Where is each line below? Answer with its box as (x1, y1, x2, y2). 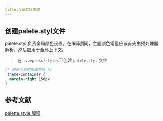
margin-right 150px (9, 77, 50, 81)
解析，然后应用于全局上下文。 (5, 47, 66, 53)
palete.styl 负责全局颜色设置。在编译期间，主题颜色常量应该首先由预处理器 (5, 40, 159, 47)
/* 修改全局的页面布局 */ (5, 67, 52, 72)
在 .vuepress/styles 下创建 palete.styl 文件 (17, 57, 108, 63)
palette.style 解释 (5, 110, 41, 116)
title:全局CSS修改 (5, 7, 40, 12)
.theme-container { (5, 72, 46, 77)
